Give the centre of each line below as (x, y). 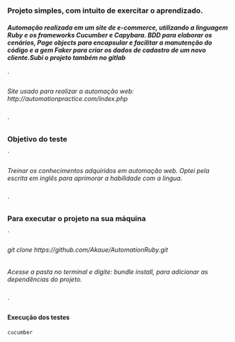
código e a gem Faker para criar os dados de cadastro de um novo (107, 50)
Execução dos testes (38, 317)
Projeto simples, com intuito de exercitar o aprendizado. (105, 11)
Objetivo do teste (37, 139)
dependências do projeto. (45, 279)
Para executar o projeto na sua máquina (77, 218)
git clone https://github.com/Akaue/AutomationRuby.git (88, 250)
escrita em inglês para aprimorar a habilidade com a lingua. (95, 178)
